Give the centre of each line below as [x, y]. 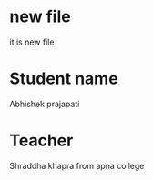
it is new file [32, 42]
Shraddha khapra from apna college [77, 165]
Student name [64, 79]
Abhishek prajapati [45, 104]
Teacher [41, 140]
